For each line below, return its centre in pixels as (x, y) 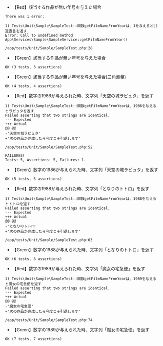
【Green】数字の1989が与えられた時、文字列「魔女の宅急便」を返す (81, 330)
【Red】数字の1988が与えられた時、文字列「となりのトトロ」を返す (81, 189)
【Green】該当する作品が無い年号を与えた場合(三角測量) (69, 77)
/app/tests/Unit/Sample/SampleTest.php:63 (49, 240)
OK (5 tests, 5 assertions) (34, 179)
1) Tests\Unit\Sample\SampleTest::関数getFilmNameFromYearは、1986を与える (81, 106)
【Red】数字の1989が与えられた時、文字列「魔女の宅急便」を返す (79, 269)
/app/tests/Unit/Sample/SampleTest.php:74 (49, 320)
